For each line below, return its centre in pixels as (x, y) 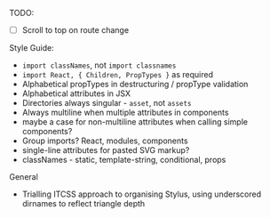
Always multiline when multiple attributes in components (125, 113)
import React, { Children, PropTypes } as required (118, 75)
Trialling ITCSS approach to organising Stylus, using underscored (142, 194)
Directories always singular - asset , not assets (107, 103)
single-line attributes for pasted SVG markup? (106, 150)
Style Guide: (32, 48)
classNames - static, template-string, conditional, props (124, 160)
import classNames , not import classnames (99, 65)
